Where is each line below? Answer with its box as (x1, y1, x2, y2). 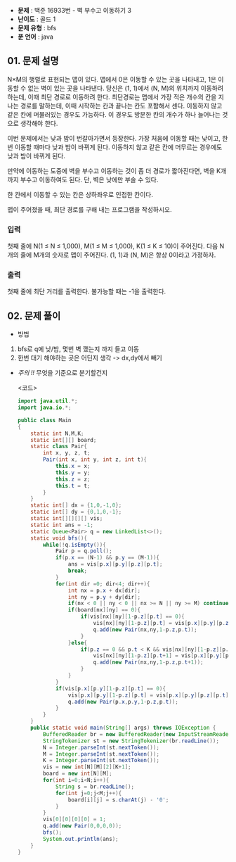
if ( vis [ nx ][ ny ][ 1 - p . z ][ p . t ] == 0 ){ (80, 613, 185, 621)
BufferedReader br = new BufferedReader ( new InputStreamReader (43, 730, 232, 737)
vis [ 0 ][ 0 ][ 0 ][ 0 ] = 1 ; (43, 816, 107, 823)
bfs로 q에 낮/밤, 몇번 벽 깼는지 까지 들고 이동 (17, 345, 139, 353)
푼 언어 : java (17, 32, 54, 41)
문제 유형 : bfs (17, 24, 57, 32)
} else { (67, 639, 88, 646)
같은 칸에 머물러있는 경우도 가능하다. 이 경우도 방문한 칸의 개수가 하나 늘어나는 (7, 110, 221, 118)
